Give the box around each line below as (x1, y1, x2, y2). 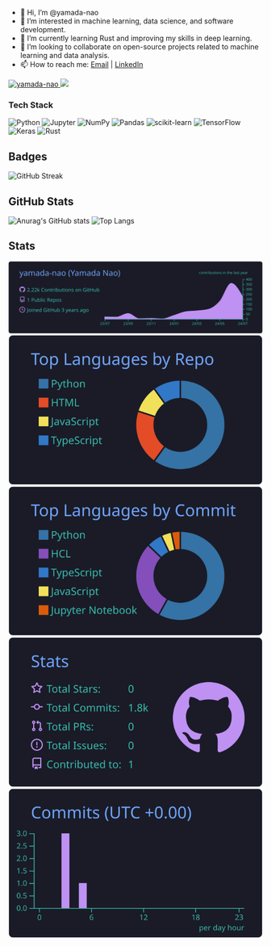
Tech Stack (8, 99, 54, 111)
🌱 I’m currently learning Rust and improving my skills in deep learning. (19, 33, 252, 43)
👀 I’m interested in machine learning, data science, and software (19, 16, 234, 26)
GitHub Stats (8, 195, 74, 208)
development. (19, 25, 66, 34)
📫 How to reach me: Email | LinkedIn (19, 60, 144, 69)
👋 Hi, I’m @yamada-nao (19, 8, 99, 17)
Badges (8, 149, 48, 163)
